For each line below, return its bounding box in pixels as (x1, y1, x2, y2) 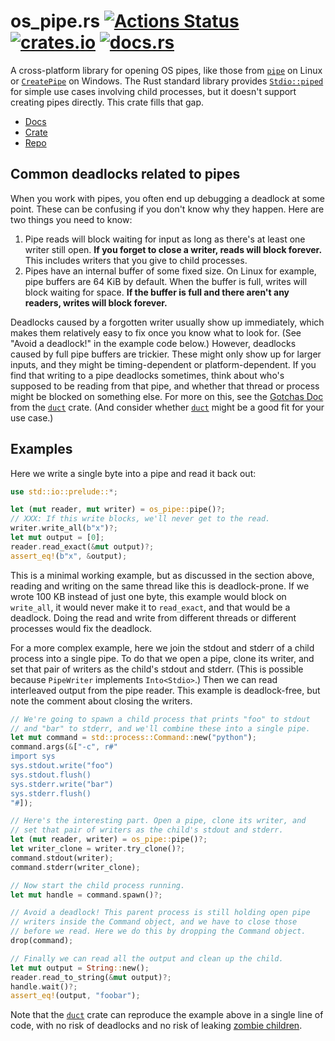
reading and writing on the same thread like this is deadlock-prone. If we (10, 580, 310, 592)
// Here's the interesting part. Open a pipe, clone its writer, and (10, 816, 307, 826)
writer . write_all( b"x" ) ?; (10, 523, 118, 534)
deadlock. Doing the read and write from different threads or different (10, 611, 297, 624)
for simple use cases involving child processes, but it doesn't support (10, 85, 297, 97)
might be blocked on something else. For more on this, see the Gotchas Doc (10, 390, 324, 402)
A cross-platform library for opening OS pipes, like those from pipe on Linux (10, 64, 323, 76)
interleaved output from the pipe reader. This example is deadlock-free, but (10, 684, 321, 696)
